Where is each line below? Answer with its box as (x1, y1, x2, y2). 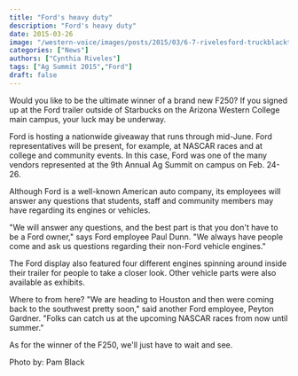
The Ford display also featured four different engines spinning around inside (9, 258, 287, 269)
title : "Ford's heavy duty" (9, 12, 114, 22)
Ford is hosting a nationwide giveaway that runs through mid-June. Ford (9, 130, 273, 142)
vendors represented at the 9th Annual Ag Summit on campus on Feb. (9, 159, 265, 169)
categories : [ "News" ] (9, 46, 90, 55)
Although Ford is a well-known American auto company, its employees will (9, 185, 281, 196)
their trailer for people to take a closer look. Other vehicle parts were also (9, 267, 277, 278)
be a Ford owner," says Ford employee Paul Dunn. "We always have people (9, 231, 284, 242)
